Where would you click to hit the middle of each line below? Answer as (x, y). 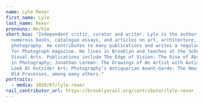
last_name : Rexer (28, 23)
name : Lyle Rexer (28, 12)
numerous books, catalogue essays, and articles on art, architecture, (104, 40)
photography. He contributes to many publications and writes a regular (105, 46)
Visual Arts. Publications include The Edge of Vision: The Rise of (100, 57)
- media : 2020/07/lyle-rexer (48, 85)
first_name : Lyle (28, 18)
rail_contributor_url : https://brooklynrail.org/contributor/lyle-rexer (100, 91)
